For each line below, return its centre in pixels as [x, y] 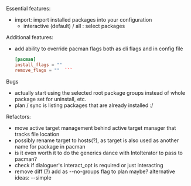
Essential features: [28, 8]
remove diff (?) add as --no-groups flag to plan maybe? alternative [95, 171]
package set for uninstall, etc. [50, 99]
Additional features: [30, 37]
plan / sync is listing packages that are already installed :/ [84, 105]
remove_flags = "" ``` [44, 70]
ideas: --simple [33, 177]
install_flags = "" [38, 65]
